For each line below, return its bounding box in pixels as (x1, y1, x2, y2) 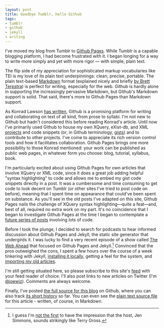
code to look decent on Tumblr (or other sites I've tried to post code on (5, 186, 148, 191)
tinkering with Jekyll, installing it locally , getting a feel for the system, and (5, 253, 152, 259)
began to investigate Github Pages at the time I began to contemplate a (5, 211, 148, 217)
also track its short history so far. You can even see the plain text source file (5, 293, 158, 299)
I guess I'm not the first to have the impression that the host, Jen (12, 312, 143, 318)
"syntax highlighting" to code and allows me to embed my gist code (5, 175, 142, 181)
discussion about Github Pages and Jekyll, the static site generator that (5, 231, 149, 237)
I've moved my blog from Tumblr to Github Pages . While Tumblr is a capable (5, 47, 158, 54)
